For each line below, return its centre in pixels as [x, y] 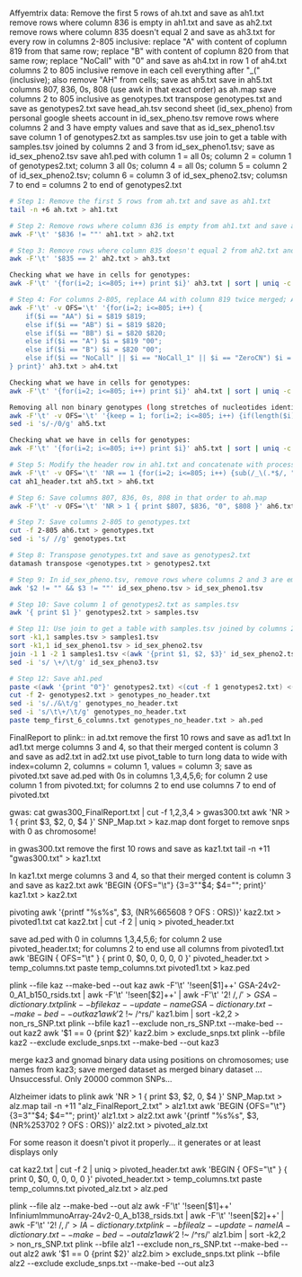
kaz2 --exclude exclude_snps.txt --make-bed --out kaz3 [114, 1042]
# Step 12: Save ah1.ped [56, 678]
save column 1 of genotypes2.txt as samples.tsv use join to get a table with [148, 137]
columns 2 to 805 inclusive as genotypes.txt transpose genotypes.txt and [146, 99]
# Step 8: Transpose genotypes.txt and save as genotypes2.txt [130, 555]
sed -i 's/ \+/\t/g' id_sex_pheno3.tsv [84, 662]
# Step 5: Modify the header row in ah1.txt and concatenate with [136, 465]
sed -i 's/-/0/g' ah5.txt [58, 424]
